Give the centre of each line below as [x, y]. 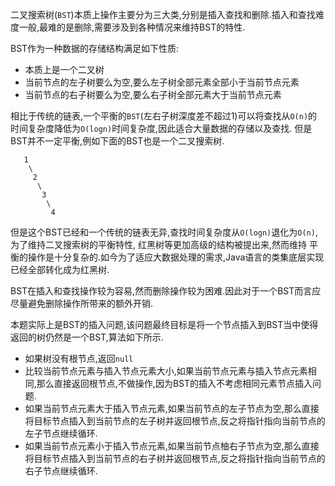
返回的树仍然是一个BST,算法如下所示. [87, 337]
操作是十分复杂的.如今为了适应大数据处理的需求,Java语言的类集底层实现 [176, 257]
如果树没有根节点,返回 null [79, 358]
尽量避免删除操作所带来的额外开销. [82, 303]
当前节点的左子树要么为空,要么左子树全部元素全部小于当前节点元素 [162, 82]
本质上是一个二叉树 [64, 69]
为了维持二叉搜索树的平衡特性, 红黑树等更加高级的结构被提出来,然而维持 [159, 244]
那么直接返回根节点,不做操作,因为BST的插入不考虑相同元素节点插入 [174, 383]
